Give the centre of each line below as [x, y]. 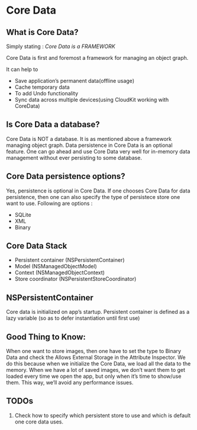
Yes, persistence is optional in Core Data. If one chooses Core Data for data [98, 191]
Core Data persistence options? [66, 176]
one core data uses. [39, 422]
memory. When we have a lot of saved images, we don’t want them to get [96, 370]
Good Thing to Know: [46, 337]
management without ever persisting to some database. [74, 158]
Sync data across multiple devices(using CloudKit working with [92, 100]
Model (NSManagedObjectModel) [56, 267]
